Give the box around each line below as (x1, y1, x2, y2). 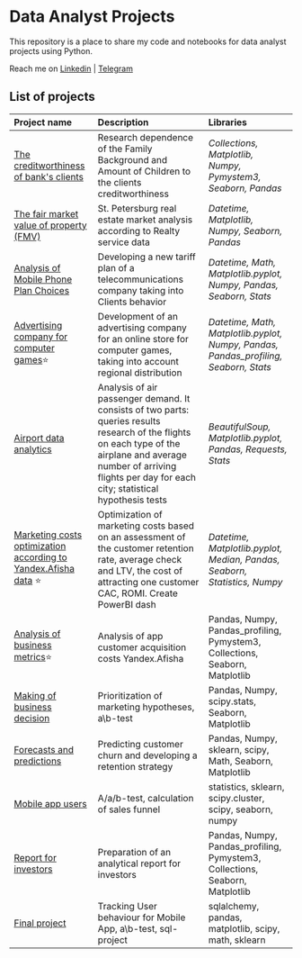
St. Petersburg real (97, 202, 177, 214)
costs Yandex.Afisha (97, 652, 184, 664)
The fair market (13, 207, 79, 220)
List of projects (9, 89, 96, 104)
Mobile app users (13, 797, 87, 809)
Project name (13, 115, 73, 128)
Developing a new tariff (97, 250, 196, 263)
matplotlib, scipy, (208, 922, 280, 935)
